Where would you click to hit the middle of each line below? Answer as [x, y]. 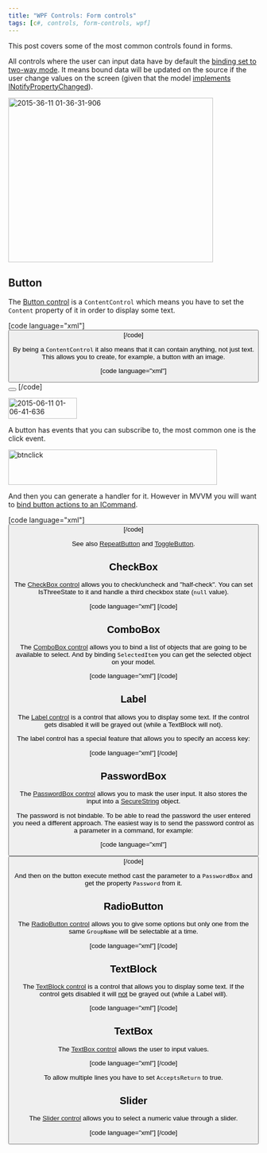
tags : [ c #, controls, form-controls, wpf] [79, 23]
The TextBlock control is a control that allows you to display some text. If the [133, 987]
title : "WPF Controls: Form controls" [72, 16]
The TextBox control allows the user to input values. [133, 1049]
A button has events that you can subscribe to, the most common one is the [132, 430]
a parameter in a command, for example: [133, 831]
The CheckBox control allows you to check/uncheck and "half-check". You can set [133, 585]
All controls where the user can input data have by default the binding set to [132, 61]
